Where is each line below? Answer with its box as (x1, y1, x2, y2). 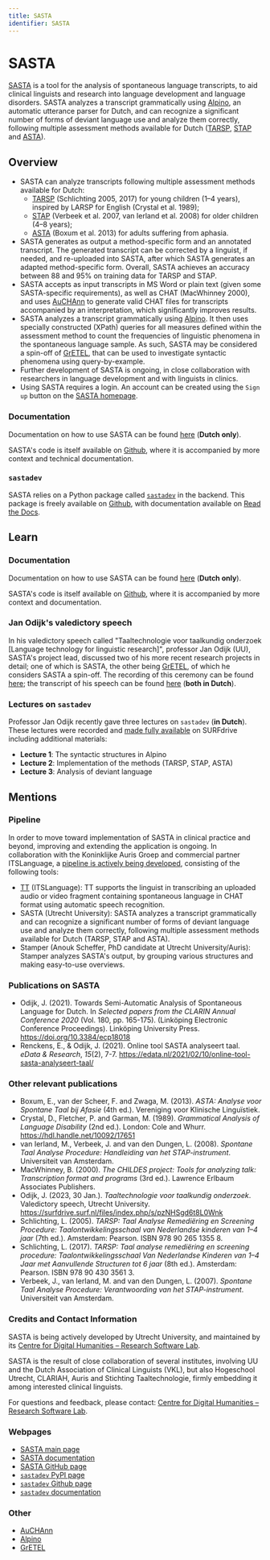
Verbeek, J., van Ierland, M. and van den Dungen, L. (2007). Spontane (19, 1276, 253, 1286)
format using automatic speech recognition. (19, 900, 165, 909)
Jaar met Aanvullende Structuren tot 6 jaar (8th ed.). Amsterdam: (19, 1259, 237, 1269)
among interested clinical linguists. (8, 1382, 123, 1392)
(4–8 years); (31, 219, 73, 230)
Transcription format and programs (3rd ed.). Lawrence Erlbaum (19, 1174, 235, 1184)
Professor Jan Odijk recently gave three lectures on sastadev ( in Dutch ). (8, 717, 247, 726)
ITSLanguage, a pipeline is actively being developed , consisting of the (8, 858, 240, 867)
